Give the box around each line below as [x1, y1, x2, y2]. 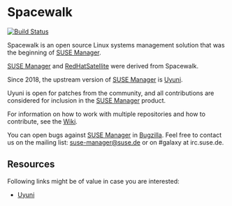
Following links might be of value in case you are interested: [7, 177, 180, 185]
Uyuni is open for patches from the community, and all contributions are [7, 89, 215, 97]
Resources [7, 159, 55, 170]
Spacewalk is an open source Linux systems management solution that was [7, 41, 225, 49]
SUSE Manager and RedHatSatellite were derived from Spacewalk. [7, 61, 199, 70]
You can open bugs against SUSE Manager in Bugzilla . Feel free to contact [7, 131, 222, 139]
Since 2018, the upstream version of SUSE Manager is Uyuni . [7, 75, 183, 84]
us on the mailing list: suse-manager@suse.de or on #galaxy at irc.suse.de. [7, 138, 224, 147]
